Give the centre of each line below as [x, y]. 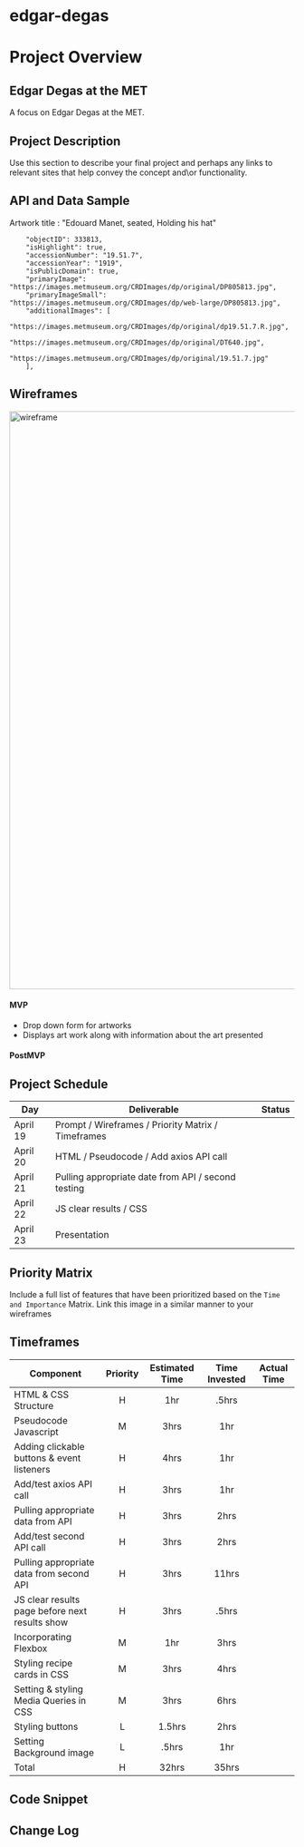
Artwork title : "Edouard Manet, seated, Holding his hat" [113, 222]
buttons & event [47, 1458]
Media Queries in [50, 1700]
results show [41, 1622]
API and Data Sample [70, 201]
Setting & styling [49, 1689]
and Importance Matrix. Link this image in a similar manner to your [132, 1304]
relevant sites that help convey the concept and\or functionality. [128, 172]
